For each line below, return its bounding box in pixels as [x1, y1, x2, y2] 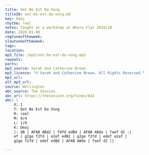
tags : [5, 43, 16, 48]
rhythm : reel [5, 20, 32, 26]
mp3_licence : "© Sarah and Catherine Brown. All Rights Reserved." [5, 71, 145, 76]
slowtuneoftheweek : [5, 39, 45, 44]
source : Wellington [5, 84, 45, 89]
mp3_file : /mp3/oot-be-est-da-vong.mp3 [5, 52, 86, 58]
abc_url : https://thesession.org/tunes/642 [5, 93, 95, 98]
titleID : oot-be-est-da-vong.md [5, 12, 71, 17]
